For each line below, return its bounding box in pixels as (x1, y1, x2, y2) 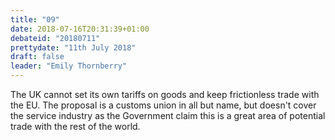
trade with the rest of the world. (10, 121, 141, 132)
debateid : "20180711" (10, 33, 101, 43)
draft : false (10, 52, 65, 62)
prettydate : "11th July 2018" (10, 42, 137, 53)
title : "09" (10, 14, 60, 25)
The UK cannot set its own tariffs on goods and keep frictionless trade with (10, 89, 320, 100)
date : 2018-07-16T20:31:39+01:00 (10, 24, 150, 34)
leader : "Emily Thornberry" (10, 61, 128, 71)
